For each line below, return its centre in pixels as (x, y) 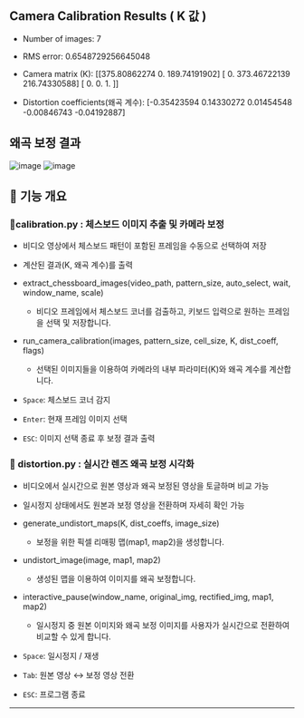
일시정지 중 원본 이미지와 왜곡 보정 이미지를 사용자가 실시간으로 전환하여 (163, 625)
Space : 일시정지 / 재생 (61, 655)
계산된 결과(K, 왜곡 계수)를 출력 (77, 265)
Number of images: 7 (62, 38)
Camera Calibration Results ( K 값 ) (108, 16)
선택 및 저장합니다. (78, 323)
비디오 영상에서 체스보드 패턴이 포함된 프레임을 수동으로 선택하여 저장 (144, 246)
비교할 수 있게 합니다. (73, 636)
